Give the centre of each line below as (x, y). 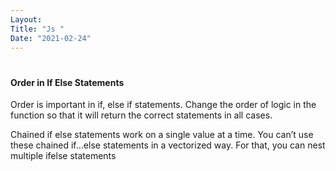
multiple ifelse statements (63, 156)
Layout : (26, 19)
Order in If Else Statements (67, 82)
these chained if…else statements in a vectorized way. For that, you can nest (168, 145)
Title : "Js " (37, 29)
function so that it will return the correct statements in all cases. (141, 115)
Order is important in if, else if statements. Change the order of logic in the (163, 105)
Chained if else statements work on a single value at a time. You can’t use (162, 135)
